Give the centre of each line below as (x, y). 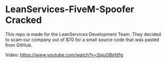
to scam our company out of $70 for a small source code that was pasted (82, 40)
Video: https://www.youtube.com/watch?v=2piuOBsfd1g (64, 55)
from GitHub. (19, 45)
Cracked (24, 20)
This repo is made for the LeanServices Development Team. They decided (83, 34)
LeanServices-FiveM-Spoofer (70, 9)
